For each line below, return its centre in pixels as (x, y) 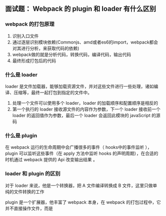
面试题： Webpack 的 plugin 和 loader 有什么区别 (81, 9)
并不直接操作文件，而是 (29, 208)
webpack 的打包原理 (30, 24)
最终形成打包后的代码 (34, 60)
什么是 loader (21, 75)
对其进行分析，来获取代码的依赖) (46, 48)
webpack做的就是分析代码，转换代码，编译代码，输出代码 (72, 54)
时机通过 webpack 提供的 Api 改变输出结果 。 (51, 160)
